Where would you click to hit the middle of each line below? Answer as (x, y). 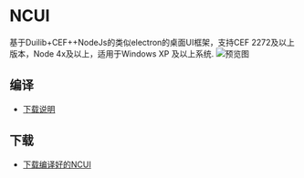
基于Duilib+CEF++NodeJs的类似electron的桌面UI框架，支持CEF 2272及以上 (152, 42)
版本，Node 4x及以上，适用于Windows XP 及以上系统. (112, 53)
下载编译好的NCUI (57, 164)
